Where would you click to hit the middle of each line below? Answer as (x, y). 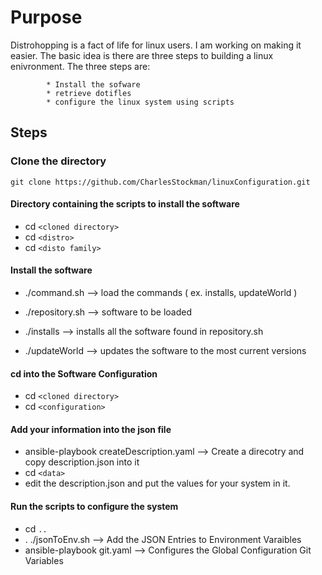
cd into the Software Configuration (84, 373)
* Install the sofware (93, 84)
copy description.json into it (82, 462)
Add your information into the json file (91, 429)
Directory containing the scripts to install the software (125, 204)
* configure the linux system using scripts (140, 102)
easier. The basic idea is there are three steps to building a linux (142, 55)
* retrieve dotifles (89, 93)
